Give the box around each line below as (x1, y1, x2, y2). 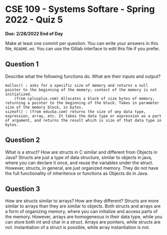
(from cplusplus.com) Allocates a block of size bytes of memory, (14, 96, 155, 101)
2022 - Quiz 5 (5, 14, 63, 25)
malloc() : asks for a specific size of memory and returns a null (5, 83, 149, 88)
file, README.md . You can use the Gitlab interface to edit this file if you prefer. (5, 45, 161, 51)
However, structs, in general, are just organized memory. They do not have (5, 165, 159, 171)
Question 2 (5, 136, 40, 144)
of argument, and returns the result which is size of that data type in (5, 118, 162, 123)
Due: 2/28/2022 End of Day (5, 30, 63, 36)
